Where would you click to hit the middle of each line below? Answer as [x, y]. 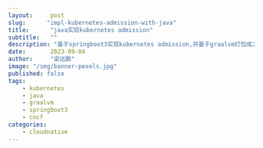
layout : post [36, 15]
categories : [27, 125]
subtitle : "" [33, 37]
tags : [17, 81]
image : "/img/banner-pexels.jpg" [63, 67]
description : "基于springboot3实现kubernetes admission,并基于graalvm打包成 [130, 45]
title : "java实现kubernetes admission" [81, 30]
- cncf [33, 117]
